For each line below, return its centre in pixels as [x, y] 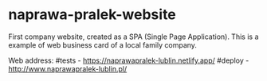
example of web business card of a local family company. [103, 44]
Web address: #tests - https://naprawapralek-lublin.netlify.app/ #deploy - [129, 60]
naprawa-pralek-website [92, 15]
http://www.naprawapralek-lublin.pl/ [68, 68]
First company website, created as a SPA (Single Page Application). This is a [133, 37]
